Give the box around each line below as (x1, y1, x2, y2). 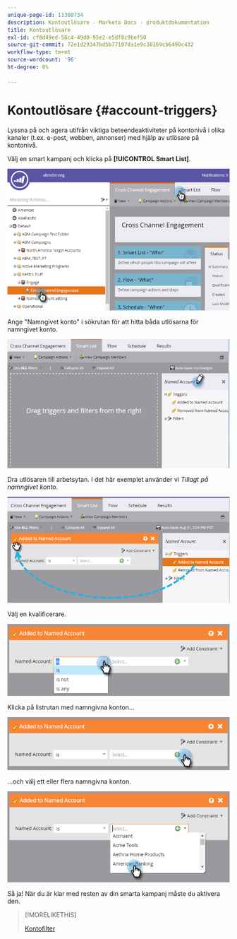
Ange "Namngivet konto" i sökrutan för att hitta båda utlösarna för (7, 318, 199, 326)
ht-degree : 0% (7, 64, 49, 71)
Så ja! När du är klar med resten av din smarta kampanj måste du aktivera (7, 889, 221, 897)
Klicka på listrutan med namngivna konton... (7, 703, 135, 711)
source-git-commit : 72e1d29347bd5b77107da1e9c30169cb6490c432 (7, 41, 194, 49)
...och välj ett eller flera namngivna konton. (7, 777, 132, 786)
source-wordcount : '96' (7, 57, 78, 64)
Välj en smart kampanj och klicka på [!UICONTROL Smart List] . (7, 154, 191, 163)
